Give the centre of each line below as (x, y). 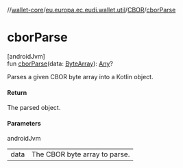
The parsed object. (34, 108)
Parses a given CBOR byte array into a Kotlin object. (80, 76)
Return (17, 92)
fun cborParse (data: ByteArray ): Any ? (60, 64)
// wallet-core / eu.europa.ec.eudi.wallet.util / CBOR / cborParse (91, 10)
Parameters (24, 123)
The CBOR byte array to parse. (81, 154)
